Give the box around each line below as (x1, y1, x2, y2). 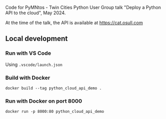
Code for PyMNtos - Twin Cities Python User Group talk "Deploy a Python (5, 5, 161, 10)
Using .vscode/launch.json (5, 61, 63, 67)
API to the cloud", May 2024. (5, 10, 66, 16)
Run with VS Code (5, 50, 51, 57)
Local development (5, 34, 68, 43)
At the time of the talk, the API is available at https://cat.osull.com (5, 20, 143, 26)
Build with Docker (5, 74, 50, 81)
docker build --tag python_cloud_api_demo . (5, 85, 102, 91)
